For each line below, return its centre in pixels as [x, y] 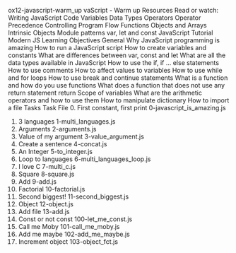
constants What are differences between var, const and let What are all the [117, 55]
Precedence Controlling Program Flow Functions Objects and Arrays [107, 25]
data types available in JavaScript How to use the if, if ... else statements [114, 63]
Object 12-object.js [46, 204]
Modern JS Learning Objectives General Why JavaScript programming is [114, 40]
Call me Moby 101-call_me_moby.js [69, 226]
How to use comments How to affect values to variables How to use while [115, 70]
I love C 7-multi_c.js [47, 166]
